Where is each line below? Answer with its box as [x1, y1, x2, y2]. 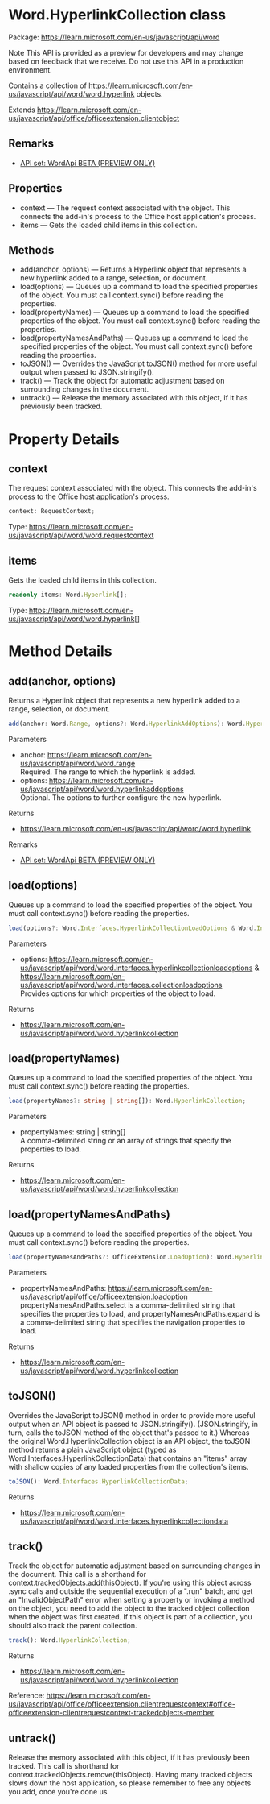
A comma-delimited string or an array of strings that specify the [19, 1136, 231, 1146]
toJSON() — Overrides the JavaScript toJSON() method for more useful [19, 359, 258, 368]
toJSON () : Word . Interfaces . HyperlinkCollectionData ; [8, 1477, 189, 1486]
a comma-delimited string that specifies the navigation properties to [19, 1317, 246, 1327]
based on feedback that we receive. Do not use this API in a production [8, 56, 244, 66]
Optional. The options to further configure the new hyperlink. [19, 792, 222, 802]
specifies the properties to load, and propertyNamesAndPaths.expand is [19, 1308, 260, 1318]
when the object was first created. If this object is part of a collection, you [8, 1612, 253, 1622]
